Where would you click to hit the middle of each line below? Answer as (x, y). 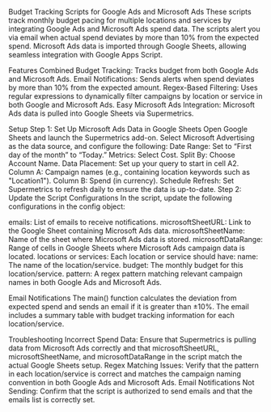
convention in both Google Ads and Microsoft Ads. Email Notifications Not (131, 382)
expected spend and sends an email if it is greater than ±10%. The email (129, 306)
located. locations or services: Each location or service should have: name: (133, 257)
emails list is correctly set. (52, 399)
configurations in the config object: (67, 206)
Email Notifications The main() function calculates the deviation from (123, 298)
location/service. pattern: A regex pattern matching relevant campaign (125, 274)
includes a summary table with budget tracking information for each (121, 315)
